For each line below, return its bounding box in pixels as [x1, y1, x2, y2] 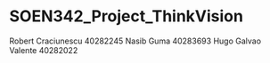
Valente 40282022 [9, 44, 78, 55]
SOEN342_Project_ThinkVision [9, 6, 243, 27]
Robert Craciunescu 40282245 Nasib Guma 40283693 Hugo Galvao [9, 35, 261, 46]
